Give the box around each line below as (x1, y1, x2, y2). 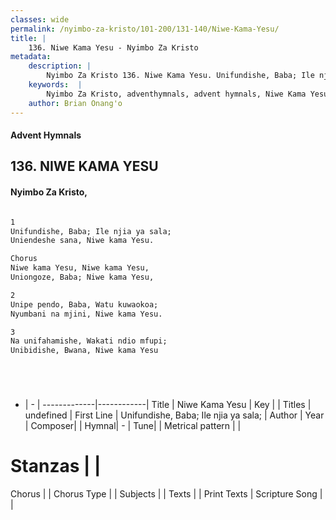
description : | (28, 61, 92, 71)
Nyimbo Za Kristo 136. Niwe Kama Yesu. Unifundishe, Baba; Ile (46, 71, 315, 81)
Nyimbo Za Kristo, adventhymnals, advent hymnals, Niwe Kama (46, 89, 307, 99)
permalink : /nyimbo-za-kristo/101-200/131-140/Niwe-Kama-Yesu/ (10, 24, 280, 34)
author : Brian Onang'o (28, 98, 123, 108)
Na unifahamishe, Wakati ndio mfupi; (10, 336, 168, 346)
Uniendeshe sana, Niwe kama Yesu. (10, 236, 155, 246)
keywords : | (28, 80, 83, 90)
